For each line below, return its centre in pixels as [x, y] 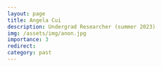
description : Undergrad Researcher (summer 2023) [82, 27]
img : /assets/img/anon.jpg [47, 33]
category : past [30, 53]
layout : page [26, 14]
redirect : [22, 46]
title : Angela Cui [34, 20]
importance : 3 [28, 40]
